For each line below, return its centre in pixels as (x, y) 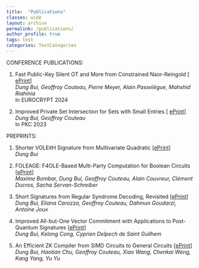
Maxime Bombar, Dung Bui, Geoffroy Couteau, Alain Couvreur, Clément (104, 178)
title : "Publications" (36, 12)
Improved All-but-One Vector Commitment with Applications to (93, 221)
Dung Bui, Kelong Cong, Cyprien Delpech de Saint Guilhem (88, 234)
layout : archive (27, 23)
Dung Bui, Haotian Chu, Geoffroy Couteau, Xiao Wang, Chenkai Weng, (103, 252)
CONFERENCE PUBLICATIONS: (45, 62)
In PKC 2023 (31, 124)
